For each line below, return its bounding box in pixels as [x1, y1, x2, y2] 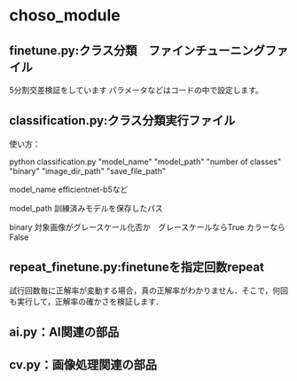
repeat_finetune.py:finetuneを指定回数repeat [9, 259, 264, 275]
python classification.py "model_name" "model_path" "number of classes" [9, 156, 282, 167]
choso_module [9, 5, 121, 26]
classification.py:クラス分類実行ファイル [9, 113, 236, 129]
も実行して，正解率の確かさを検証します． [9, 296, 164, 306]
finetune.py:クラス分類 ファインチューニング [9, 43, 266, 58]
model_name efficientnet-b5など [9, 184, 129, 194]
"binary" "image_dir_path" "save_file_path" [9, 165, 167, 176]
